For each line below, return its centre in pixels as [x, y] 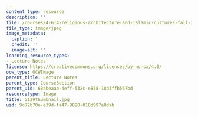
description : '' [26, 17]
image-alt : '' [29, 50]
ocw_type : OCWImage [30, 72]
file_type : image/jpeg [34, 28]
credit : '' [25, 45]
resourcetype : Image [32, 94]
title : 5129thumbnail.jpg [38, 99]
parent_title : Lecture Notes [42, 77]
